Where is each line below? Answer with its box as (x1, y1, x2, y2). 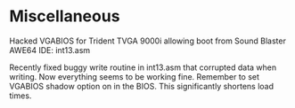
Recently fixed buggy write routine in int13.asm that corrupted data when (9, 62, 277, 73)
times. (9, 90, 32, 101)
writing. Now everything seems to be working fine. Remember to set (9, 71, 260, 81)
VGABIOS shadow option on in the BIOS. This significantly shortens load (9, 81, 275, 91)
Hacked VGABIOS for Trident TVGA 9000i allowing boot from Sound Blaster (9, 35, 287, 46)
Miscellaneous (9, 6, 120, 27)
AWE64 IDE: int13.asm (9, 44, 91, 55)
